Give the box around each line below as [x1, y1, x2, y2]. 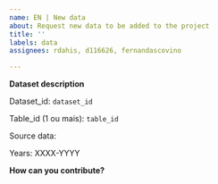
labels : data [9, 38, 58, 47]
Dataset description [9, 79, 85, 89]
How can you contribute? [9, 165, 105, 176]
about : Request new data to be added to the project [9, 21, 210, 30]
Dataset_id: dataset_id [9, 96, 93, 107]
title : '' [9, 29, 46, 38]
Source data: [9, 130, 56, 141]
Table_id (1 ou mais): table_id [9, 113, 119, 124]
